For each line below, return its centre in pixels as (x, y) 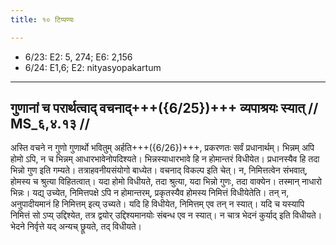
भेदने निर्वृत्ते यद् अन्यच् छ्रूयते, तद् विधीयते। (76, 227)
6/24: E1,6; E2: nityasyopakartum (93, 67)
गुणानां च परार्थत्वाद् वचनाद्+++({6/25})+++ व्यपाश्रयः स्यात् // (164, 108)
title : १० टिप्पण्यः (42, 19)
